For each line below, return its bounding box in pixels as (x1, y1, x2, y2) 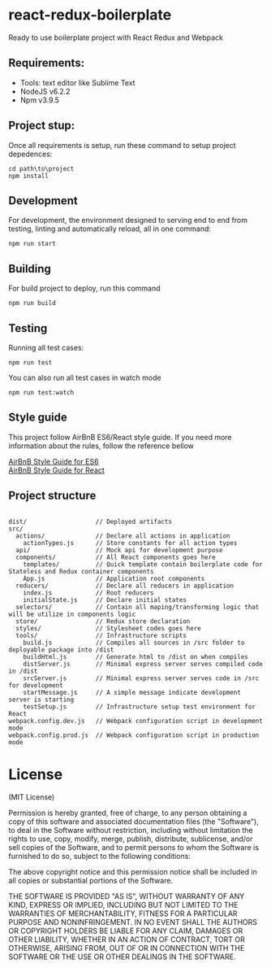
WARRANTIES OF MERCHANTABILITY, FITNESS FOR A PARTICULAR (8, 909, 238, 918)
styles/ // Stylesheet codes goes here (15, 624, 201, 632)
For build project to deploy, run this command (8, 283, 161, 294)
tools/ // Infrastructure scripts (15, 631, 187, 639)
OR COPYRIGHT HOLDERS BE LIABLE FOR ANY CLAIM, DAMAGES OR (8, 926, 243, 935)
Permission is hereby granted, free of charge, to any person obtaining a (8, 808, 247, 818)
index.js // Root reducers (23, 588, 154, 597)
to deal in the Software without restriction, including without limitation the (8, 825, 253, 835)
